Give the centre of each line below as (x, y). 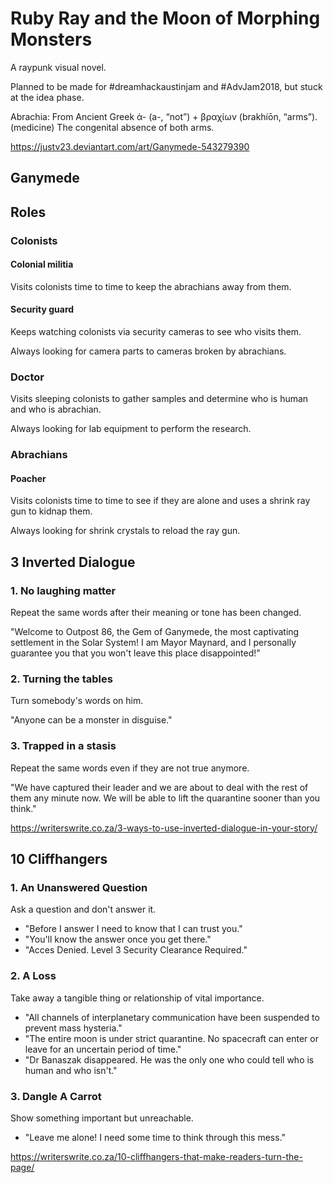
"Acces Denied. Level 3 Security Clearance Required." (136, 950)
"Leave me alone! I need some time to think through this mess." (155, 1138)
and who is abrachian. (56, 409)
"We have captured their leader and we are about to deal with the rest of (159, 787)
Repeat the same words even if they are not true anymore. (130, 768)
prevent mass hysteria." (73, 1028)
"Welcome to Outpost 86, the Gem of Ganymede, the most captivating (155, 632)
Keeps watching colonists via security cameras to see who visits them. (156, 332)
